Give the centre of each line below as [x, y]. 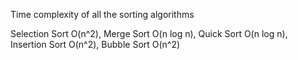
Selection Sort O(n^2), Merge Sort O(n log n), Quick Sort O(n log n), [149, 33]
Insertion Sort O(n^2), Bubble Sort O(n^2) [95, 44]
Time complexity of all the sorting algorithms [102, 14]
